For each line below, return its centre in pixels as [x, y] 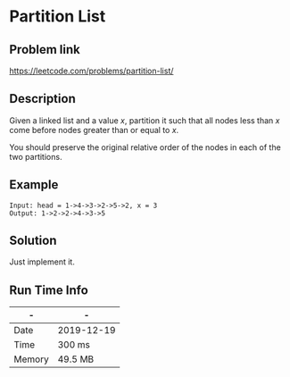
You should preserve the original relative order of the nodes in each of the [145, 147]
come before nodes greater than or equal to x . [94, 130]
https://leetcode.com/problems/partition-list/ [91, 71]
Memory [31, 359]
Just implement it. [42, 262]
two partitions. [36, 156]
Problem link [45, 50]
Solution [33, 241]
